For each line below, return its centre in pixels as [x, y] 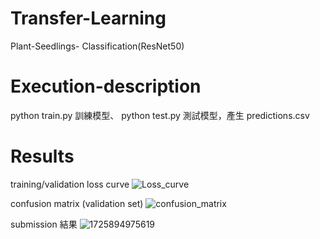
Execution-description [106, 86]
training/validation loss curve [70, 184]
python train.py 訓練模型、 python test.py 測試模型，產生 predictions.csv [160, 115]
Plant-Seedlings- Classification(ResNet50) [97, 46]
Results [42, 156]
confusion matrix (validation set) [77, 203]
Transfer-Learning [88, 18]
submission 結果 [44, 224]
